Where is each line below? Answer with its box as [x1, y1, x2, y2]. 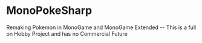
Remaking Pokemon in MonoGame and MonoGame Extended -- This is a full [6, 24, 197, 31]
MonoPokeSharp [6, 4, 93, 18]
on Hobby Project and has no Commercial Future [6, 30, 128, 37]
